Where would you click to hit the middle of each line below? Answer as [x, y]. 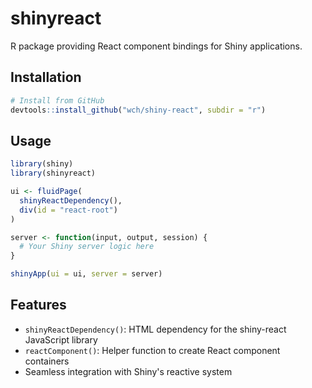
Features [38, 305]
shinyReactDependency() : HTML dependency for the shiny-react [155, 329]
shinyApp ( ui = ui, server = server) [86, 274]
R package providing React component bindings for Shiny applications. [156, 46]
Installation [46, 77]
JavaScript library [61, 339]
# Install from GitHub [57, 100]
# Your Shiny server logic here [87, 247]
